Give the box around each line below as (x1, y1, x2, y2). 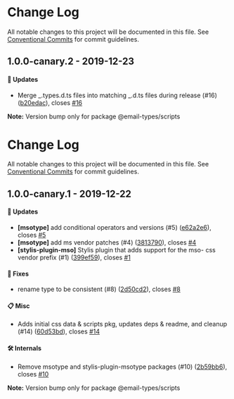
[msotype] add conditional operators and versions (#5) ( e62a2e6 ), (17, 223, 212, 232)
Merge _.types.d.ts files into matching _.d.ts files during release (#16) (17, 91, 218, 99)
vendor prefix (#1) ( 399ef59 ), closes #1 (17, 253, 131, 262)
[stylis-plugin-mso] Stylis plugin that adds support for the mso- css (17, 246, 216, 254)
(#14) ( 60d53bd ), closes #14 (17, 327, 100, 336)
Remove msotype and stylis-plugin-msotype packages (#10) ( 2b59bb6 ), (17, 362, 228, 371)
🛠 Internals (7, 344, 42, 352)
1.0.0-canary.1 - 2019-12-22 (7, 188, 132, 199)
